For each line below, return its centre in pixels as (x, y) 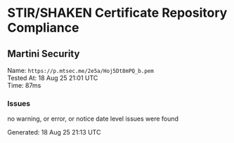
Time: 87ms (24, 85)
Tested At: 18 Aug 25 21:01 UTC (53, 78)
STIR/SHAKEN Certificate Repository (117, 13)
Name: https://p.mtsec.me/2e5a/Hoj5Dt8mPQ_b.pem (81, 70)
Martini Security (44, 54)
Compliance (43, 28)
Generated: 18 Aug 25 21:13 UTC (54, 132)
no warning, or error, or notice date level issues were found (93, 119)
